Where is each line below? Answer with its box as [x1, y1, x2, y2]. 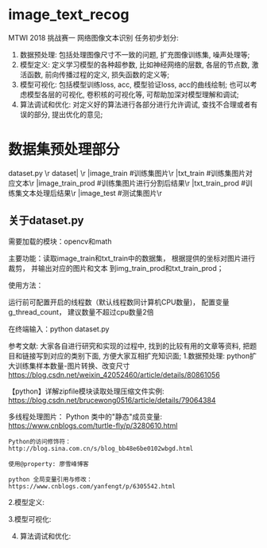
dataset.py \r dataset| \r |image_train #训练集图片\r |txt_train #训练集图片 [8, 168, 246, 178]
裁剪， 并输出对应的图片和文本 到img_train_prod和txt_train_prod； [8, 263, 224, 272]
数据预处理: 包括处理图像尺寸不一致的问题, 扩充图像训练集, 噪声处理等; [19, 49, 250, 59]
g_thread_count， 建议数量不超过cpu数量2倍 [8, 307, 154, 316]
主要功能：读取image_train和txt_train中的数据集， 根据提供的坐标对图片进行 [8, 253, 256, 263]
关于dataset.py [8, 213, 84, 228]
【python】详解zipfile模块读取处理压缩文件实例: [8, 386, 164, 396]
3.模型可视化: [8, 514, 52, 523]
